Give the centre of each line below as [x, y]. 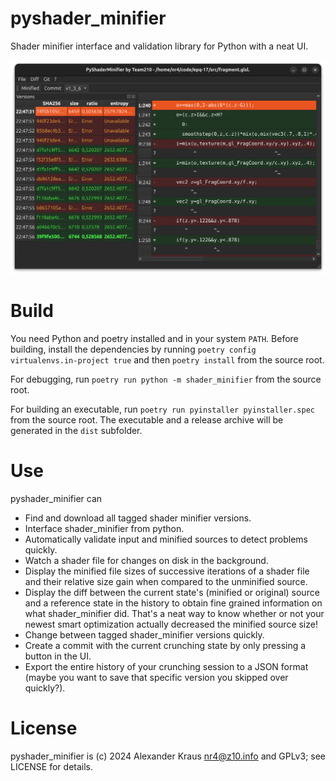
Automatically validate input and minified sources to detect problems [166, 539]
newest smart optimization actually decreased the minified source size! [171, 624]
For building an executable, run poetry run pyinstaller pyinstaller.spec [162, 409]
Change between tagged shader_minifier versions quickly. [144, 634]
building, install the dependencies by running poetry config [133, 349]
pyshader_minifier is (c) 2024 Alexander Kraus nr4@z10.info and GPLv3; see [168, 756]
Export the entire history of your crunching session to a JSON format [166, 666]
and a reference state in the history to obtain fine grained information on [173, 603]
